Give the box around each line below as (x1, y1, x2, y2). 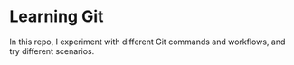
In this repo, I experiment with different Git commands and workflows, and (9, 36, 286, 47)
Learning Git (9, 6, 104, 27)
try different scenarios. (9, 45, 95, 56)
